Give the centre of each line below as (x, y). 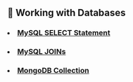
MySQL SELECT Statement (64, 33)
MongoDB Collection (53, 71)
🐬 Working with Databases (66, 13)
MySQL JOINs (42, 52)
